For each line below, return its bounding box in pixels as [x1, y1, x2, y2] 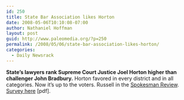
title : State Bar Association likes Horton [6, 14, 115, 20]
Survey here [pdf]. [6, 87, 51, 94]
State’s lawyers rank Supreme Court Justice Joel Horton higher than [6, 68, 177, 75]
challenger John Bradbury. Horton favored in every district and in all [6, 75, 174, 82]
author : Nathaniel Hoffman [6, 25, 73, 31]
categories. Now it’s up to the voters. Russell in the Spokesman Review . [6, 81, 179, 88]
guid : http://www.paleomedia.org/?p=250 [6, 36, 107, 42]
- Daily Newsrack [11, 52, 54, 58]
